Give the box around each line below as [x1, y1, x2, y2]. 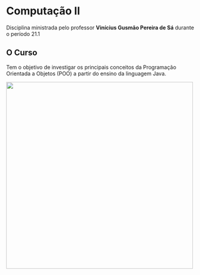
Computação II [6, 4, 81, 18]
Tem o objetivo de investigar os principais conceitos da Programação [6, 63, 177, 71]
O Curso [6, 48, 38, 58]
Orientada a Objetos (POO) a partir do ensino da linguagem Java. [6, 70, 167, 77]
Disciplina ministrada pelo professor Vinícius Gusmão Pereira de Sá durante [6, 24, 195, 31]
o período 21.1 [6, 30, 40, 37]
